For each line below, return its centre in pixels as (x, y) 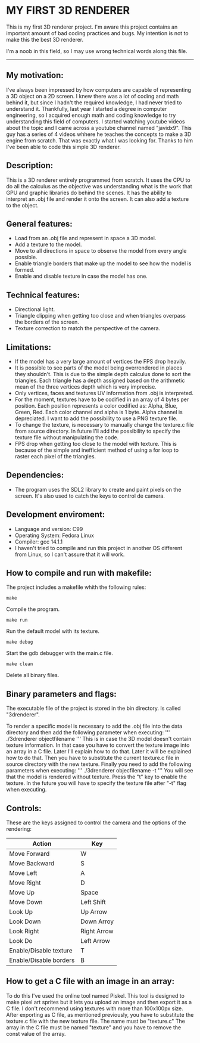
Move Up (22, 893)
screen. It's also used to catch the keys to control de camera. (90, 496)
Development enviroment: (56, 515)
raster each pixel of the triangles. (55, 456)
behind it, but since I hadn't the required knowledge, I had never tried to (94, 103)
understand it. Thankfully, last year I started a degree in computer (87, 108)
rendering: (19, 829)
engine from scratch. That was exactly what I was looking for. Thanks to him (100, 140)
